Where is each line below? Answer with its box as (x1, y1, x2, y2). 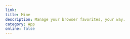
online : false (5, 26, 35, 31)
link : (5, 7, 17, 13)
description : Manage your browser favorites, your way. (5, 17, 125, 22)
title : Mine (5, 12, 30, 17)
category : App (5, 21, 35, 27)
